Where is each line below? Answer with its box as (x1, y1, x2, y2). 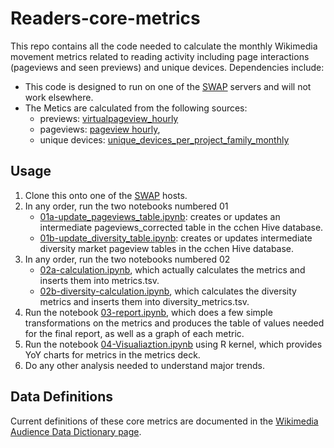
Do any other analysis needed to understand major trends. (24, 359, 266, 371)
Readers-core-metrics (10, 7, 201, 30)
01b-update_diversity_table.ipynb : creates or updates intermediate (39, 232, 313, 244)
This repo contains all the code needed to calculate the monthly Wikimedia (10, 40, 318, 52)
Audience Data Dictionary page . (10, 425, 142, 437)
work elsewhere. (24, 91, 94, 103)
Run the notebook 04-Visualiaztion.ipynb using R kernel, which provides (24, 338, 323, 350)
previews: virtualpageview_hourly (39, 112, 179, 124)
